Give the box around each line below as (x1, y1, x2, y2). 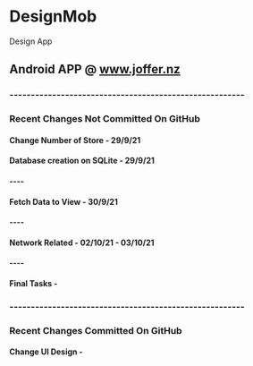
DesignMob (9, 6, 97, 27)
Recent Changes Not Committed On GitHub (9, 113, 201, 125)
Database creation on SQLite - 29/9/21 (9, 155, 155, 166)
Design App (9, 36, 53, 47)
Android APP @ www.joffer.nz (9, 62, 181, 77)
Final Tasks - (9, 277, 58, 288)
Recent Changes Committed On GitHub (9, 324, 182, 336)
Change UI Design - (9, 346, 83, 357)
